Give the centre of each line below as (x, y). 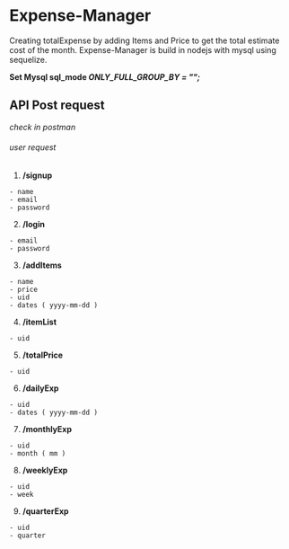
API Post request (57, 106)
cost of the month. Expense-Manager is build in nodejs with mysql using (143, 49)
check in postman (43, 127)
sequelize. (28, 59)
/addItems (42, 265)
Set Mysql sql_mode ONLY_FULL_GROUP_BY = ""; (105, 76)
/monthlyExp (47, 429)
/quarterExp (45, 511)
